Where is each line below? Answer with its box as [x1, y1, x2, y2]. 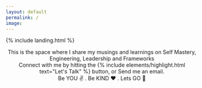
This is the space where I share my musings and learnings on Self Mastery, [7, 49, 197, 56]
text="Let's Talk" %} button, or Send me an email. [39, 68, 165, 75]
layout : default [5, 8, 47, 15]
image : [5, 20, 23, 26]
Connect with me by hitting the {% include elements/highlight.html [18, 61, 186, 69]
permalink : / [5, 15, 39, 21]
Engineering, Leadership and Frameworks [49, 55, 155, 63]
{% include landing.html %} [5, 37, 75, 44]
